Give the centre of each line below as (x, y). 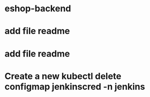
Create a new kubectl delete (63, 76)
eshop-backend (38, 9)
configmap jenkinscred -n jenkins (75, 86)
